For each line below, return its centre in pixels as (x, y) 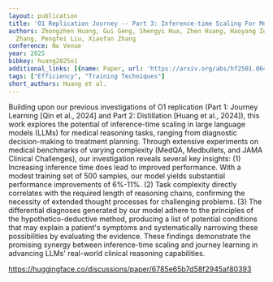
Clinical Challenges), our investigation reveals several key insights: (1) (125, 158)
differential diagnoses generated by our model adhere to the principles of (131, 210)
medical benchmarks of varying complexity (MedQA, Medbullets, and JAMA (136, 150)
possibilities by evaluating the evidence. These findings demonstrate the (130, 236)
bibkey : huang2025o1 (43, 62)
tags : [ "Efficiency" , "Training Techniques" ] (87, 76)
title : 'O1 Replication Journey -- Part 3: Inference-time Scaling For (132, 23)
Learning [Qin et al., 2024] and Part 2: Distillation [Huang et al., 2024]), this (134, 115)
